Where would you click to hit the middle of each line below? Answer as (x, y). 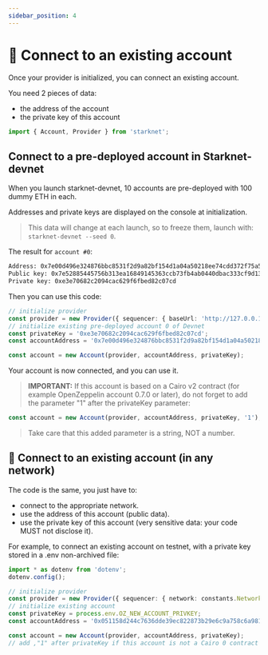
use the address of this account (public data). (95, 513)
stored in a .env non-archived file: (64, 555)
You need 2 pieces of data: (53, 93)
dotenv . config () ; (37, 577)
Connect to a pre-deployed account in (104, 156)
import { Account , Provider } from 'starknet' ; (89, 132)
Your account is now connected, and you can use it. (94, 371)
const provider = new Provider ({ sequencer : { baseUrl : (103, 318)
